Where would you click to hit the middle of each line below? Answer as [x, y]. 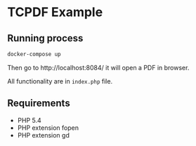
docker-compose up [34, 54]
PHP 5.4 [30, 120]
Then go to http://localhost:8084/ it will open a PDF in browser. [98, 67]
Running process [45, 38]
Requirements [39, 104]
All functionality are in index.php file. [60, 81]
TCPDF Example [55, 12]
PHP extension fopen [48, 128]
